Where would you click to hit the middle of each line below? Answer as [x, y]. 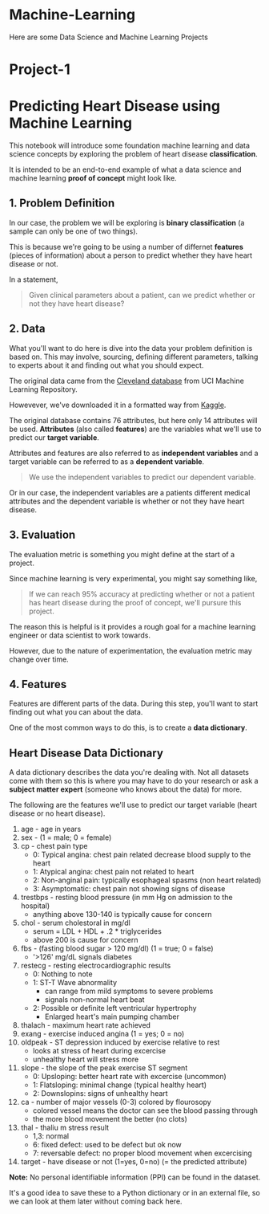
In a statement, [34, 279]
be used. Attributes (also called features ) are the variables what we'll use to [135, 429]
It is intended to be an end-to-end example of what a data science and [126, 169]
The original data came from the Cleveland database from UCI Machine [127, 381]
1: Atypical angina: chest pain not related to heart [113, 872]
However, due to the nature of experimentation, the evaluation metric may [131, 650]
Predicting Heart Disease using [115, 106]
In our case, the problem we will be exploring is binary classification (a [127, 222]
